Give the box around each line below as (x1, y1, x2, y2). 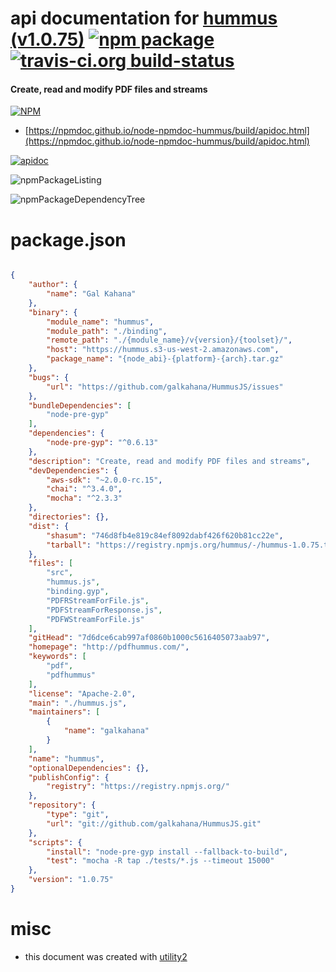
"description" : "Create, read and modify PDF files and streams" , (28, 456, 311, 466)
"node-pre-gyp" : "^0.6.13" (46, 438, 159, 448)
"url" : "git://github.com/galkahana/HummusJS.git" (46, 818, 262, 829)
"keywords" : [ (28, 652, 87, 662)
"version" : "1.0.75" (28, 875, 114, 885)
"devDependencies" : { (28, 465, 118, 476)
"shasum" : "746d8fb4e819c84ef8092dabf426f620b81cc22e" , (46, 530, 284, 541)
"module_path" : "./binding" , (46, 326, 168, 336)
